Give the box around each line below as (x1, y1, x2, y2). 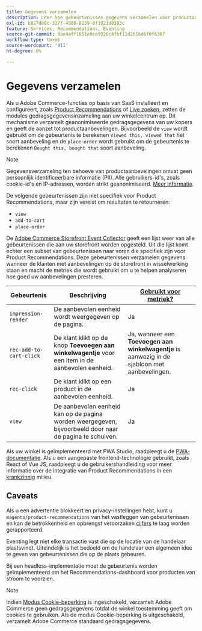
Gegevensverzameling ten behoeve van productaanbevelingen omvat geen (6, 167, 192, 175)
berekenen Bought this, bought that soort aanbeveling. (6, 144, 146, 151)
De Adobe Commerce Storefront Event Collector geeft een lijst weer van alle (6, 234, 195, 242)
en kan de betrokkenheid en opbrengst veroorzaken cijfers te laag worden (6, 520, 190, 527)
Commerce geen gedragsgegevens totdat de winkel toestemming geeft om (6, 604, 192, 612)
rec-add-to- (9, 346, 44, 353)
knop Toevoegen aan (54, 341, 115, 350)
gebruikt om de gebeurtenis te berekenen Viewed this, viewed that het (6, 131, 185, 139)
